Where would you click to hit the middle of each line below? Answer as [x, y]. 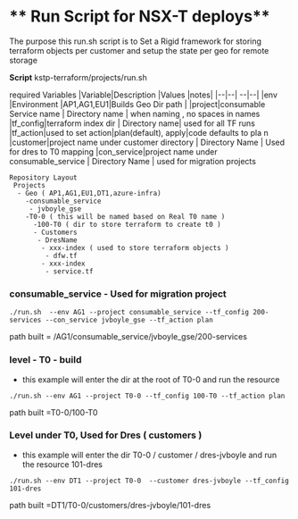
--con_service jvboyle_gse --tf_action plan [129, 320]
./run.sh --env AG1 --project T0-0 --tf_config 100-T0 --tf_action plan [147, 396]
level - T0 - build [46, 360]
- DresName [57, 240]
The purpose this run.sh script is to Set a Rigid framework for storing [135, 41]
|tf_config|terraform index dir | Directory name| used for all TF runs [132, 123]
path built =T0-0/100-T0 [54, 412]
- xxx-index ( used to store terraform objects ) [135, 247]
